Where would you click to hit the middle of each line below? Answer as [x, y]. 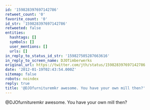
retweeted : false [23, 28]
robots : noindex [22, 79]
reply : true [17, 83]
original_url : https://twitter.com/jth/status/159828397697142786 [75, 65]
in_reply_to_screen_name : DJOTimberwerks [49, 60]
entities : [15, 33]
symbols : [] [22, 42]
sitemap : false [21, 74]
